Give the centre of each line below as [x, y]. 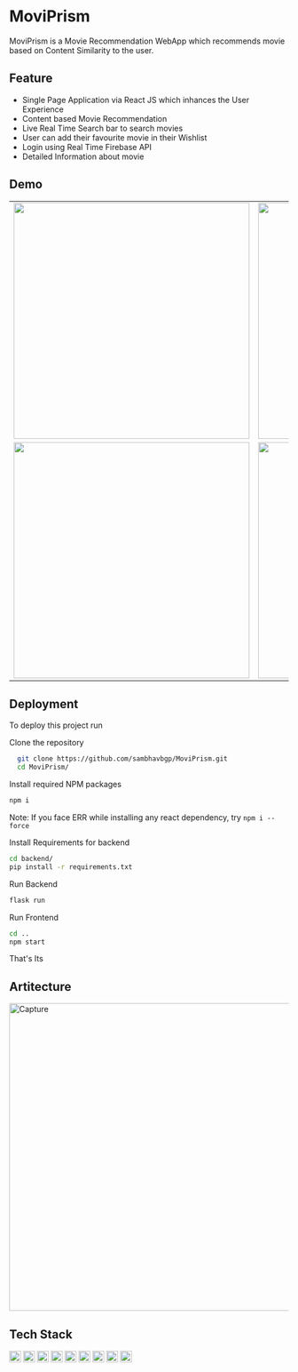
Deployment [44, 704]
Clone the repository [47, 743]
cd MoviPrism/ [43, 767]
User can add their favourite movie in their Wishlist [114, 137]
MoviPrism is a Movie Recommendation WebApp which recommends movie [147, 41]
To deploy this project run [56, 725]
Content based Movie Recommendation [94, 118]
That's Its [27, 959]
